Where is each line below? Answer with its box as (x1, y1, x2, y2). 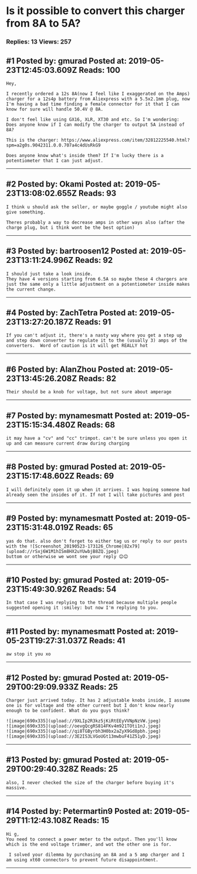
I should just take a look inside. (6, 271, 93, 277)
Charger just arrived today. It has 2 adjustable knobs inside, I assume (6, 698, 191, 703)
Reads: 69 (76, 471, 114, 481)
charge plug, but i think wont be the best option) (6, 225, 135, 231)
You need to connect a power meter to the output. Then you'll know (6, 836, 177, 842)
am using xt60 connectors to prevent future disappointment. (6, 857, 159, 863)
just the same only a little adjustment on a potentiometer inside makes (6, 281, 191, 287)
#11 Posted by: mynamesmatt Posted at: (6, 626, 155, 636)
